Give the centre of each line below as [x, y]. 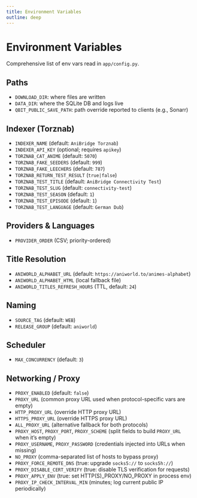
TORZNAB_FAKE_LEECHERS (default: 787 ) [60, 169]
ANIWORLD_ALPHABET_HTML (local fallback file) [68, 280]
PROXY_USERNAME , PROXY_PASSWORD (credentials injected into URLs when [100, 444]
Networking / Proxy [43, 378]
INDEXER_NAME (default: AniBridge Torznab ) [66, 143]
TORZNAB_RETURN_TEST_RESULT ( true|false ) [66, 175]
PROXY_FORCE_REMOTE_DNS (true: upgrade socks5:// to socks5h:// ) [94, 463]
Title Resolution [36, 259]
